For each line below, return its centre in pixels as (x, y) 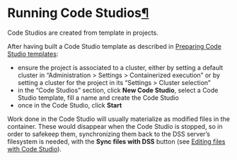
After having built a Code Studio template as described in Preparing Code (114, 46)
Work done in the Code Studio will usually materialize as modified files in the (118, 119)
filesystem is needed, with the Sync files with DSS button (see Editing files (116, 141)
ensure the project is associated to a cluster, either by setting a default (120, 67)
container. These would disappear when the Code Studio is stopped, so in (115, 126)
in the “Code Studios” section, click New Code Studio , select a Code (118, 90)
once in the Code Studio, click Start (70, 105)
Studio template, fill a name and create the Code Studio (98, 98)
